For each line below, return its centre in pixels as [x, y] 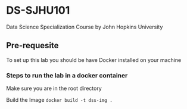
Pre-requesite [32, 46]
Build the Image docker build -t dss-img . [60, 100]
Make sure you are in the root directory [54, 88]
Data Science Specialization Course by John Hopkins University [85, 27]
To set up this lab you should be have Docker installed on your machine [94, 60]
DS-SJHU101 [38, 10]
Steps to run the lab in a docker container [67, 75]
